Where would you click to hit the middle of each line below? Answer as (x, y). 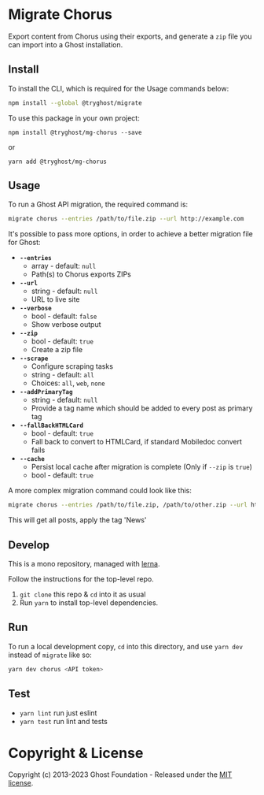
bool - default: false (64, 316)
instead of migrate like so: (50, 655)
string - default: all (63, 375)
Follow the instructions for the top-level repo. (81, 579)
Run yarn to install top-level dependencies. (89, 603)
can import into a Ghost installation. (66, 44)
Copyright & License (76, 753)
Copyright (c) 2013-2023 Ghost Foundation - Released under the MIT (120, 775)
